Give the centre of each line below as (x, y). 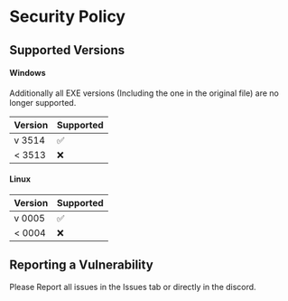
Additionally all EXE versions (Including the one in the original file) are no (144, 93)
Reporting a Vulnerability (81, 265)
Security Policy (68, 17)
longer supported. (43, 102)
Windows (28, 73)
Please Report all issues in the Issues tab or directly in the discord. (133, 287)
